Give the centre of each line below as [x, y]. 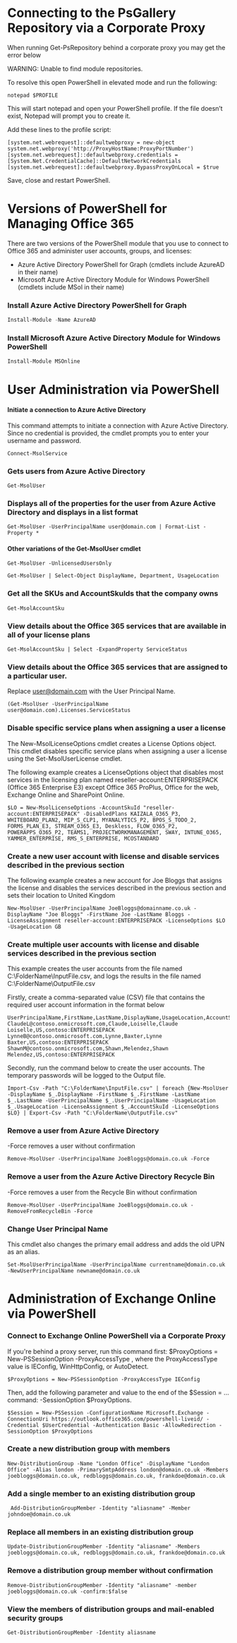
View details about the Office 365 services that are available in [117, 626]
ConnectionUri [28, 1419]
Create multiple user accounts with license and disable [103, 944]
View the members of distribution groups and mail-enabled [111, 1609]
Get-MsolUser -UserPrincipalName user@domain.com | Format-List [104, 527]
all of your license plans [49, 634]
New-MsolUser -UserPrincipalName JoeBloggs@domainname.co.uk [99, 908]
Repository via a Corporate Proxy [107, 28]
